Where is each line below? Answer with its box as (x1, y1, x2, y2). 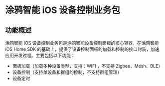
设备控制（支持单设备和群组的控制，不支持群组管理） (12, 69, 122, 75)
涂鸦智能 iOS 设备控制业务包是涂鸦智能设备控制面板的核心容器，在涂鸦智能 (5, 40, 159, 46)
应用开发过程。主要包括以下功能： (5, 53, 75, 58)
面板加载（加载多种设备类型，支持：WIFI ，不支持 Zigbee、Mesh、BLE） (12, 63, 163, 69)
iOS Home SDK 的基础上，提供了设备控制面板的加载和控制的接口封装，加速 (5, 46, 160, 52)
